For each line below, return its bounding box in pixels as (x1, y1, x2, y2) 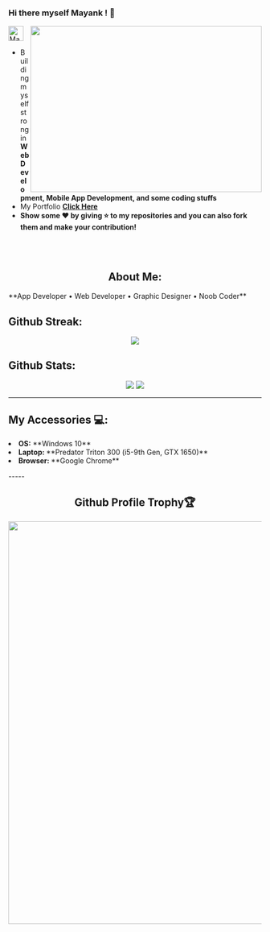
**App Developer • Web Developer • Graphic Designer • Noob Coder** (8, 292, 247, 301)
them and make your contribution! (19, 222, 137, 232)
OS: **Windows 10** (18, 438, 92, 448)
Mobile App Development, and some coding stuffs (46, 193, 217, 203)
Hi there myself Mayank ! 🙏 (8, 7, 115, 19)
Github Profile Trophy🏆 (74, 495, 196, 509)
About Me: (108, 270, 162, 284)
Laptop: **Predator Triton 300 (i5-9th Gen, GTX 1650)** (18, 447, 209, 457)
